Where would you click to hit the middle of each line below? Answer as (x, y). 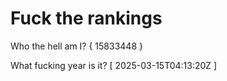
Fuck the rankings (86, 18)
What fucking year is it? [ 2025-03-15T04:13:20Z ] (114, 65)
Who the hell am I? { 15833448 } (76, 46)
